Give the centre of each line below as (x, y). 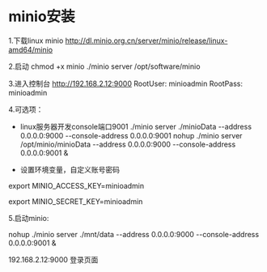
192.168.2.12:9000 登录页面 (53, 259)
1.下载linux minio (36, 40)
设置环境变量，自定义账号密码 (70, 169)
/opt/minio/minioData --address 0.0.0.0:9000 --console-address (128, 144)
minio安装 (42, 17)
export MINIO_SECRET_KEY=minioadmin (76, 201)
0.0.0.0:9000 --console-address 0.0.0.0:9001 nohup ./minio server (131, 135)
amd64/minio (31, 49)
